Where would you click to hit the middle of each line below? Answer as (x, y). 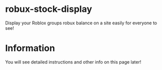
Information (30, 48)
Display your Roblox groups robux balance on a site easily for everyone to (81, 23)
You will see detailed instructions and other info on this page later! (73, 62)
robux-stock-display (49, 9)
